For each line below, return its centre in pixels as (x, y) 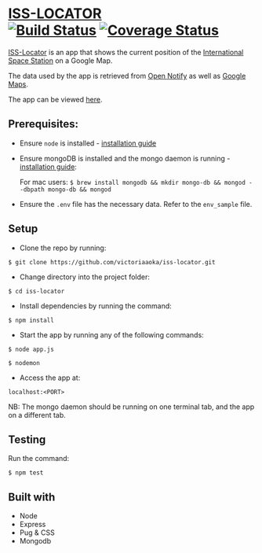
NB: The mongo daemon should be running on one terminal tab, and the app (131, 407)
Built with (32, 497)
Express (33, 525)
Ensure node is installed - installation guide (88, 143)
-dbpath (32, 190)
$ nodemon (24, 363)
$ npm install (31, 320)
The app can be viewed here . (55, 99)
